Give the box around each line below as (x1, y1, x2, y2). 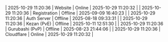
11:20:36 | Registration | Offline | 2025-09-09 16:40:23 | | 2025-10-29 (12, 10, 155, 16)
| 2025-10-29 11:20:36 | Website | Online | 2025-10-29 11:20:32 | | (5, 5, 141, 10)
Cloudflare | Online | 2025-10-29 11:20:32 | (5, 31, 94, 37)
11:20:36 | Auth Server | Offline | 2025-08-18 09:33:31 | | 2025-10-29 (5, 15, 148, 21)
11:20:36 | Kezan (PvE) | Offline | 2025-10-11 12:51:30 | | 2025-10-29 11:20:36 (5, 20, 163, 26)
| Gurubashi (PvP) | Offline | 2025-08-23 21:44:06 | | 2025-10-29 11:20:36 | (5, 26, 160, 32)
